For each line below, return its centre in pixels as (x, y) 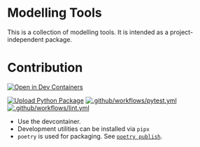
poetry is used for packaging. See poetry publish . (90, 136)
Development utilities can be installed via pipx (84, 129)
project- (182, 32)
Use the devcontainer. (49, 121)
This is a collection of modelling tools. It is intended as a (88, 32)
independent (26, 39)
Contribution (45, 68)
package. (58, 39)
